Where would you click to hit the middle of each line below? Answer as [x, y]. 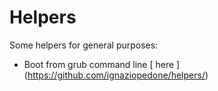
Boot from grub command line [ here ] [102, 64]
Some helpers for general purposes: [84, 45]
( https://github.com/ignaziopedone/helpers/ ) [116, 75]
